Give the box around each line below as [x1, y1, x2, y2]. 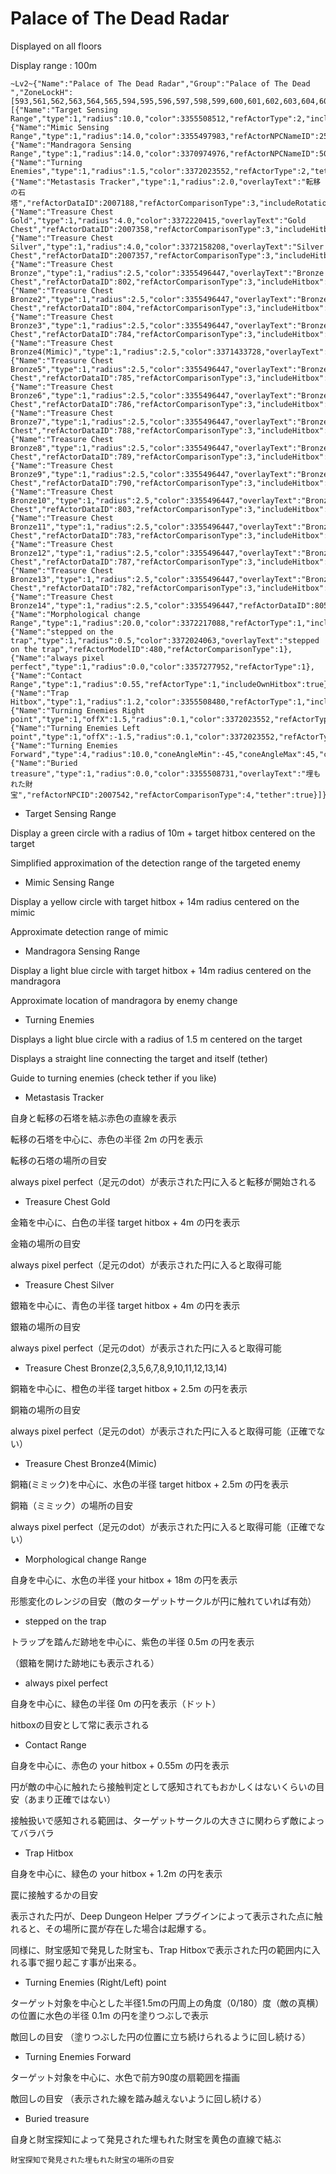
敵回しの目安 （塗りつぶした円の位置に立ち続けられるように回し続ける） [10, 2030, 312, 2042]
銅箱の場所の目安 [10, 1403, 81, 1416]
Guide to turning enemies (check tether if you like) [10, 1072, 217, 1084]
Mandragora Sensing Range [24, 945, 141, 957]
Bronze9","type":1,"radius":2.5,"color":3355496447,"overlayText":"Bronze [10, 469, 329, 479]
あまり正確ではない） [27, 1793, 116, 1805]
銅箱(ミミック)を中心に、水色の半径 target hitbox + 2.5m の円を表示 [10, 1478, 290, 1490]
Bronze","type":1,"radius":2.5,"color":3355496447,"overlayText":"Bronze [10, 268, 325, 278]
